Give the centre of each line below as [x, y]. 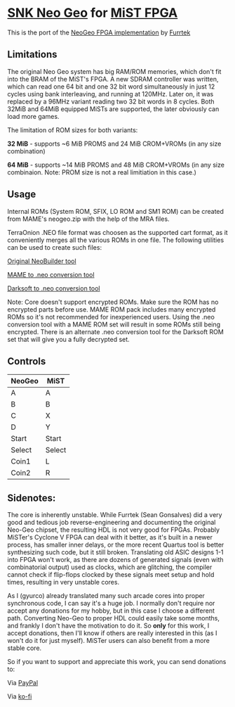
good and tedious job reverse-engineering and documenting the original [112, 523]
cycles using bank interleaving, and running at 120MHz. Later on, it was [110, 94]
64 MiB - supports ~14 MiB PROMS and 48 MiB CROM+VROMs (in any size [116, 165]
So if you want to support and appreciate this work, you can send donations [117, 662]
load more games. [33, 116]
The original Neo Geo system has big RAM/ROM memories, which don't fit [114, 71]
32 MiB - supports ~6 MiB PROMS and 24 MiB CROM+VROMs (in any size [114, 144]
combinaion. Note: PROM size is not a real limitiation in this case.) [102, 172]
